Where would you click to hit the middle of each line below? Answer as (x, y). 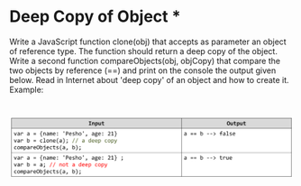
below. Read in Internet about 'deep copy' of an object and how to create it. (150, 79)
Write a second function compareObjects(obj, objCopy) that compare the (145, 60)
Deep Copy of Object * (95, 17)
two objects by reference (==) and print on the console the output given (143, 70)
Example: (27, 89)
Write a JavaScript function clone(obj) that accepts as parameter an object (148, 42)
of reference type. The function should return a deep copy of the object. (143, 51)
